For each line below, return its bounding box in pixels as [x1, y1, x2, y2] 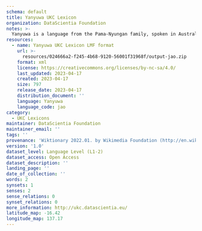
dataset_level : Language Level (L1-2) [6, 149, 103, 155]
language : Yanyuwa [17, 98, 63, 104]
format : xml [17, 59, 47, 65]
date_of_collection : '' [6, 171, 66, 177]
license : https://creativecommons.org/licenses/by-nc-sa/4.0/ [17, 64, 176, 71]
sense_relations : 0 [6, 193, 55, 199]
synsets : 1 [6, 182, 34, 188]
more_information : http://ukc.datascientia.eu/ [6, 205, 128, 211]
